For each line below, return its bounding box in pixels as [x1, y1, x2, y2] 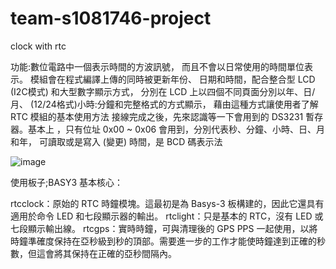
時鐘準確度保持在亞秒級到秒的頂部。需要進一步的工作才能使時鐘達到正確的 [10, 235, 317, 247]
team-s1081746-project [10, 7, 212, 30]
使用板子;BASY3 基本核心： [10, 176, 124, 188]
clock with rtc [10, 40, 67, 52]
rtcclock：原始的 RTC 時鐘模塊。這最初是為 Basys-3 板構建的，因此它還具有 [10, 197, 325, 209]
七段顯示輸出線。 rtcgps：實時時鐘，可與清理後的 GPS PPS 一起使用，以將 [10, 222, 318, 234]
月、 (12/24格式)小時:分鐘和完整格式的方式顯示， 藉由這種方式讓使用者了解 [10, 98, 319, 110]
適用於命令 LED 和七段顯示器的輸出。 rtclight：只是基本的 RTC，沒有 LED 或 [10, 210, 324, 222]
